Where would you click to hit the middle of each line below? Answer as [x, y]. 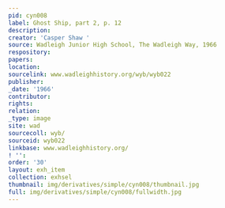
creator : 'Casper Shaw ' [49, 38]
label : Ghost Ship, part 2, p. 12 [65, 23]
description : [30, 30]
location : [24, 67]
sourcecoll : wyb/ [37, 133]
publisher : [26, 81]
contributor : [30, 96]
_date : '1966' [32, 89]
